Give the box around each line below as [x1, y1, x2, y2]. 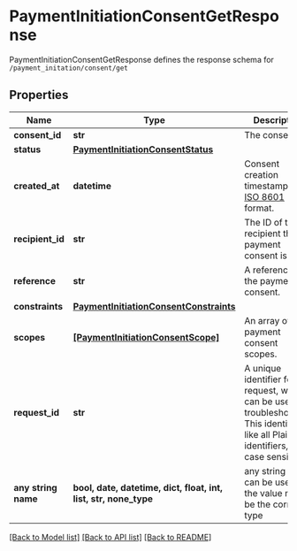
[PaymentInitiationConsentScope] [72, 331, 220, 343]
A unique [244, 362, 282, 374]
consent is [244, 249, 287, 262]
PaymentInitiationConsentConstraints [72, 300, 236, 312]
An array [244, 314, 280, 326]
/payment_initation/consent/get [9, 64, 128, 73]
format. [244, 202, 275, 214]
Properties [9, 88, 69, 103]
